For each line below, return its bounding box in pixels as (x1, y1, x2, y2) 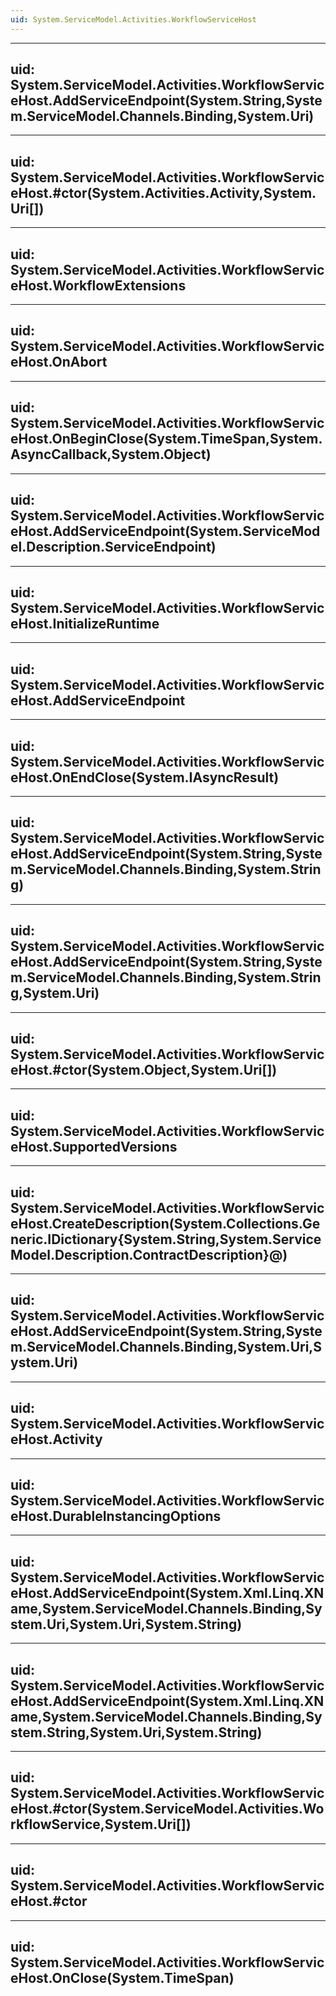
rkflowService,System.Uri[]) (10, 1816, 192, 1833)
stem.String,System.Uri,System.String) (10, 1724, 263, 1741)
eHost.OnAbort (10, 354, 108, 371)
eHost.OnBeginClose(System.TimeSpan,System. (10, 431, 323, 448)
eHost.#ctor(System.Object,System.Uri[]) (10, 1061, 278, 1078)
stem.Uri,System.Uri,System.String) (10, 1616, 243, 1633)
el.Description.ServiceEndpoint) (10, 539, 217, 556)
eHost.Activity (10, 1431, 103, 1448)
